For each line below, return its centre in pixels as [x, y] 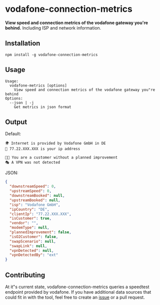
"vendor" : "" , [24, 223]
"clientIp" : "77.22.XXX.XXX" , [40, 214]
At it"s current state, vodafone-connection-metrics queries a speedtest [77, 287]
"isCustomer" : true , [31, 218]
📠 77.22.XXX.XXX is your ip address [43, 149]
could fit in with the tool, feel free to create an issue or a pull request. [75, 297]
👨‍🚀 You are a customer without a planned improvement [62, 158]
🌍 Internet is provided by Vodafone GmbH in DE [55, 144]
